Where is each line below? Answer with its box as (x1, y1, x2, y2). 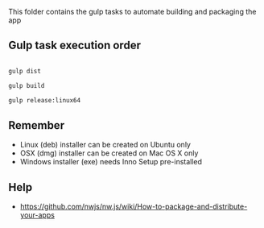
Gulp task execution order (8, 39, 141, 52)
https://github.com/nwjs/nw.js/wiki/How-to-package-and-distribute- (19, 201, 248, 212)
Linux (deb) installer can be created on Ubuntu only (19, 140, 192, 150)
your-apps (19, 210, 55, 220)
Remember (8, 118, 65, 132)
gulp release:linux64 (8, 96, 81, 104)
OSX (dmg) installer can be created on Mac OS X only (19, 148, 199, 158)
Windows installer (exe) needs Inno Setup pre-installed (19, 157, 203, 167)
